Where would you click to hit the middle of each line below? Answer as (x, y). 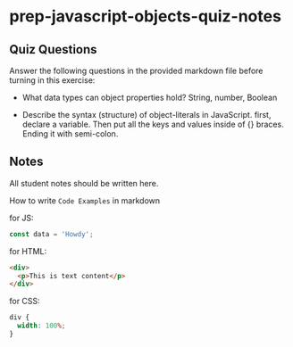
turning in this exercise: (52, 80)
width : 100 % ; (42, 326)
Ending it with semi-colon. (70, 134)
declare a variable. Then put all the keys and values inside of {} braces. (153, 124)
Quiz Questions (53, 50)
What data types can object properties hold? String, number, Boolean (150, 97)
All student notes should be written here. (84, 183)
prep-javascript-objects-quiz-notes (145, 17)
